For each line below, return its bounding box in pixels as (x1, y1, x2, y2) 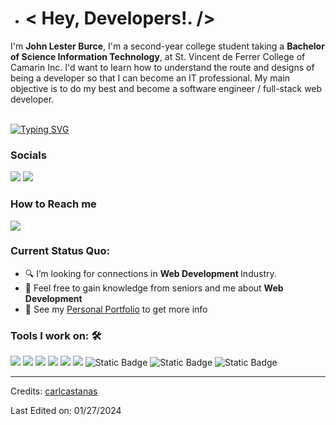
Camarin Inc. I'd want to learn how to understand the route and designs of (10, 61, 315, 73)
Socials (10, 148, 47, 162)
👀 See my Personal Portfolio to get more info (24, 303, 208, 315)
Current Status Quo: (10, 244, 111, 258)
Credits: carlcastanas (10, 385, 98, 397)
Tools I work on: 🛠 (10, 328, 102, 342)
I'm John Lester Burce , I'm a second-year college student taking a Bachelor (10, 40, 325, 52)
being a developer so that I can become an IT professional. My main (10, 72, 291, 84)
